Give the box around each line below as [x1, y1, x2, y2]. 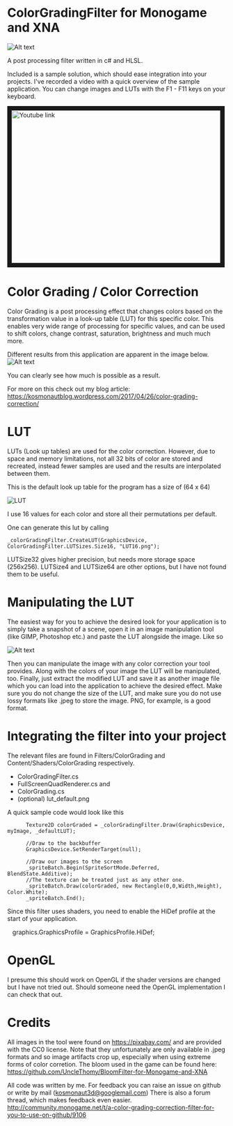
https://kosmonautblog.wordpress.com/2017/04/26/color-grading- [7, 392, 198, 400]
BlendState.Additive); [7, 870, 73, 877]
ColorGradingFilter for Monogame [7, 5, 207, 21]
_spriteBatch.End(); [25, 894, 86, 901]
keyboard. [7, 92, 36, 100]
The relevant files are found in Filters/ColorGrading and [7, 751, 166, 760]
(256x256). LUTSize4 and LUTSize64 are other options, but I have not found [7, 562, 227, 571]
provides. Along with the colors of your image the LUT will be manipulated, [7, 666, 221, 675]
